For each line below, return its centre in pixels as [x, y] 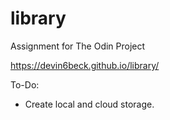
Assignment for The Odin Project [78, 46]
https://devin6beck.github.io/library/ [85, 65]
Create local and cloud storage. [89, 104]
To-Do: [25, 84]
